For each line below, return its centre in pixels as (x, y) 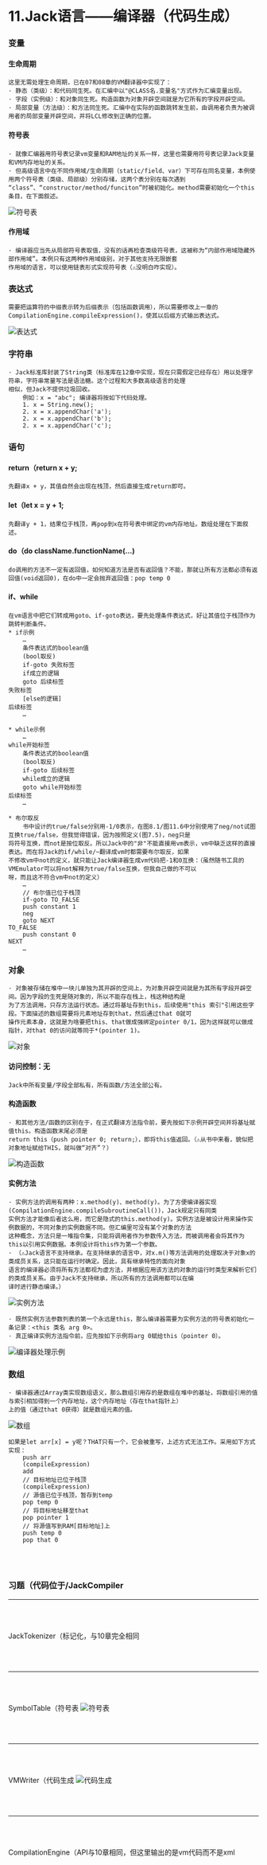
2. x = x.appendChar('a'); (67, 412)
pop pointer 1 (46, 1518)
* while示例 (27, 730)
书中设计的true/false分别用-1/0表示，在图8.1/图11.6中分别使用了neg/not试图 (139, 827)
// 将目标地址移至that (56, 1511)
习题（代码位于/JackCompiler (66, 1586)
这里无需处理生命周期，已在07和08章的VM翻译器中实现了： (90, 83)
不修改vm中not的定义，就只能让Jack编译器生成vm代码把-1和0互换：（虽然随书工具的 (126, 860)
